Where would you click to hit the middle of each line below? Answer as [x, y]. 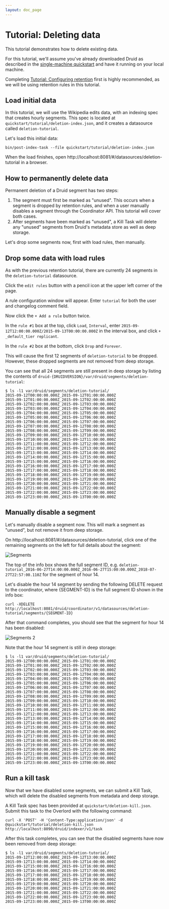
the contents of [21, 376]
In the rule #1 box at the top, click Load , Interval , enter [63, 325]
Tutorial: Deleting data [53, 35]
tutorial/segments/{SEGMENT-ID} [39, 613]
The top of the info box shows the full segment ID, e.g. [62, 565]
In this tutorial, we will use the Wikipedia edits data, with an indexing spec [82, 113]
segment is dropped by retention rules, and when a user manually [81, 206]
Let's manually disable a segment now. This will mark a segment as [75, 524]
